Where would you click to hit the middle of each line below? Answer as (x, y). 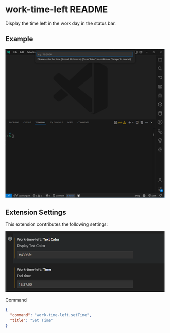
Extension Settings (36, 212)
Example (19, 39)
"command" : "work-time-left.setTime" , (51, 315)
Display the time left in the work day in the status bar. (61, 23)
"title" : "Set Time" (31, 320)
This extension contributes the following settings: (56, 224)
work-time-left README (57, 9)
